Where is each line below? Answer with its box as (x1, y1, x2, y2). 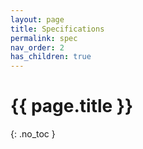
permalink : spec (10, 33, 78, 43)
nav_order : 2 (10, 42, 65, 53)
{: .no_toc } (10, 128, 56, 140)
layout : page (10, 14, 65, 25)
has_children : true (10, 52, 92, 62)
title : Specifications (10, 24, 105, 34)
